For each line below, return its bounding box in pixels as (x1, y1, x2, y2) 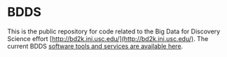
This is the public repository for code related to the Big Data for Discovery (7, 27, 221, 35)
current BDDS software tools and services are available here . (7, 42, 184, 50)
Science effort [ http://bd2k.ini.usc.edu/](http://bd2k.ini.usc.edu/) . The (7, 34, 209, 42)
